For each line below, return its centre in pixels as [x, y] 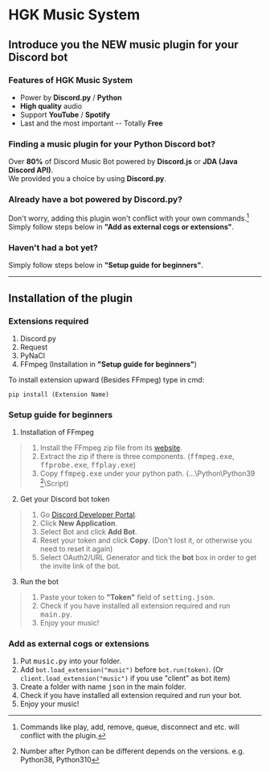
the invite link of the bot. [80, 566]
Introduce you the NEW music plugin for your [123, 45]
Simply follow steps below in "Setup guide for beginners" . [106, 265]
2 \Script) [54, 483]
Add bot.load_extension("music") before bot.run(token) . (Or [122, 670]
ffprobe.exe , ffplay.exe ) [88, 465]
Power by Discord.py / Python [71, 97]
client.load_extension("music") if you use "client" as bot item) [125, 679]
